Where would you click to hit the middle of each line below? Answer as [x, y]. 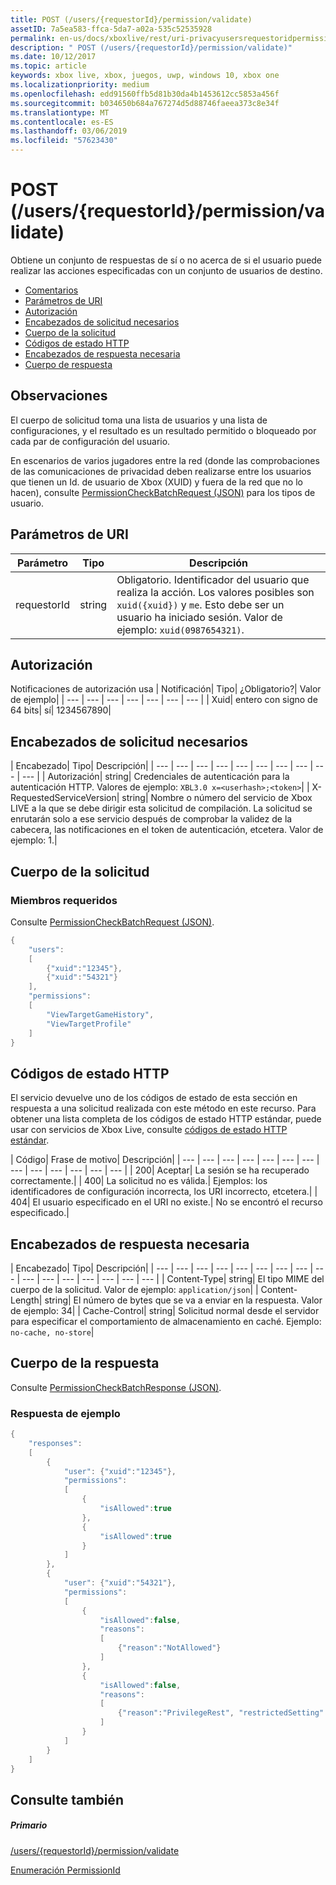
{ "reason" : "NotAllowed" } [169, 1648]
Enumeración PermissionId [65, 1870]
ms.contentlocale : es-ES [62, 122]
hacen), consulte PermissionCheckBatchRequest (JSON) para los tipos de [163, 492]
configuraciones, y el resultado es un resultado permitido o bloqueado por [163, 430]
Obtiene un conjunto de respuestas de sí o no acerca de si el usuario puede [166, 260]
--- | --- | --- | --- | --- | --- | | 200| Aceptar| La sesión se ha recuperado [160, 1170]
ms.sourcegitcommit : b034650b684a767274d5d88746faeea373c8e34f [145, 103]
